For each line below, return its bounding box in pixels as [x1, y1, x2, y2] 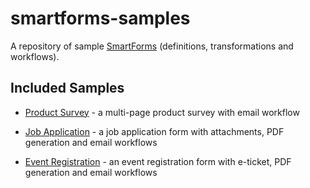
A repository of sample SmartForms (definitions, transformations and [10, 40, 294, 52]
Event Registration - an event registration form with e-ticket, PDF [24, 155, 292, 167]
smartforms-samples [10, 7, 191, 30]
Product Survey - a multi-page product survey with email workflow [24, 106, 300, 118]
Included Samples [10, 80, 125, 97]
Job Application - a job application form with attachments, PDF [24, 125, 285, 137]
